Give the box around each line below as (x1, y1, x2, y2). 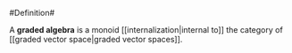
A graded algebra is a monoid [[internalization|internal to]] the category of (9, 25, 283, 34)
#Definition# (9, 8, 55, 18)
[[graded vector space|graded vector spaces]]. (9, 34, 183, 44)
